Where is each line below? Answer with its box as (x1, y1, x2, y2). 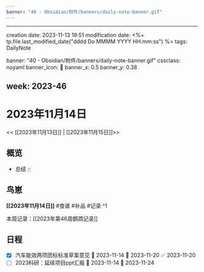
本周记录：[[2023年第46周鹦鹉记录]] (6, 215, 98, 222)
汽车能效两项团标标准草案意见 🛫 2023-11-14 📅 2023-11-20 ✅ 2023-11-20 (15, 251, 196, 259)
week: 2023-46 (6, 81, 67, 92)
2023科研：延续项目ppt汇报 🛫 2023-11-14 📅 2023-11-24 (15, 259, 155, 267)
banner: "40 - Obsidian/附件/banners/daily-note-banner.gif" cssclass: (6, 56, 181, 64)
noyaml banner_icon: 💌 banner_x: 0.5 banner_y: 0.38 (6, 63, 138, 70)
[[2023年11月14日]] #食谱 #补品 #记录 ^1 (6, 202, 107, 209)
